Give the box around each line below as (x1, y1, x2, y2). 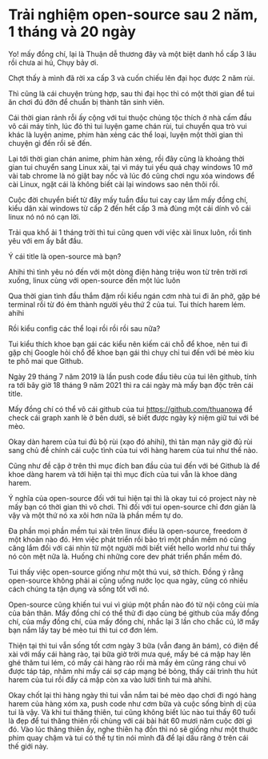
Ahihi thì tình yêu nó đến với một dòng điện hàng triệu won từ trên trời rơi (8, 267, 248, 277)
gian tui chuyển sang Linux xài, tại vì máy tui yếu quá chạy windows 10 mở (8, 162, 254, 172)
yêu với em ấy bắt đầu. (8, 236, 83, 245)
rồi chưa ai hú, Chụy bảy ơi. (8, 58, 98, 67)
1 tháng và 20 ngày (8, 22, 136, 41)
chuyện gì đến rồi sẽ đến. (8, 138, 92, 147)
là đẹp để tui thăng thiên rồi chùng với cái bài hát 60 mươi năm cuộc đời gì (8, 716, 253, 725)
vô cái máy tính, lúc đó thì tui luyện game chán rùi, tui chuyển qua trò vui (8, 121, 247, 131)
